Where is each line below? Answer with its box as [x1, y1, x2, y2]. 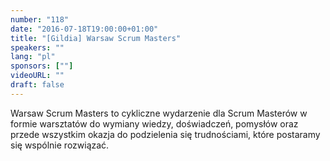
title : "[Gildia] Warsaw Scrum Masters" [10, 33, 182, 43]
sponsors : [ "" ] [10, 61, 74, 71]
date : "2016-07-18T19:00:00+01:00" [10, 24, 159, 34]
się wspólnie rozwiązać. [10, 139, 110, 151]
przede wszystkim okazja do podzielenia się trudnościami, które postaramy [10, 128, 321, 140]
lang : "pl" [10, 52, 56, 62]
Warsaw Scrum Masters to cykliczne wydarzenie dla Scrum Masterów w [10, 107, 308, 119]
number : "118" [10, 14, 70, 25]
